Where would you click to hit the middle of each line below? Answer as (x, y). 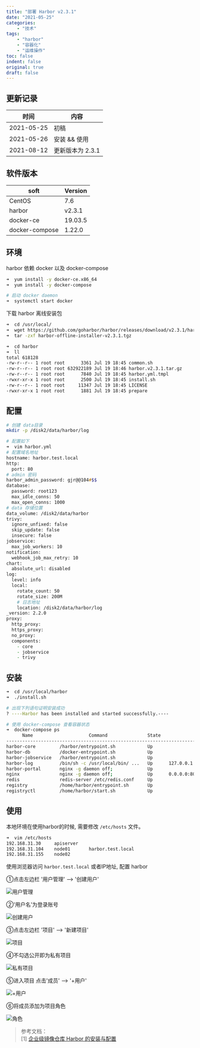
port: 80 (22, 469)
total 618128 (22, 358)
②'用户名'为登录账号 (32, 905)
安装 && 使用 (71, 140)
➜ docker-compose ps (33, 730)
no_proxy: (24, 635)
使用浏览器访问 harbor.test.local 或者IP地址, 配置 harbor (77, 867)
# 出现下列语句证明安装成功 (36, 708)
